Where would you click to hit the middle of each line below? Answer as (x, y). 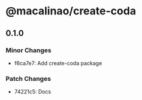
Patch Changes (28, 78)
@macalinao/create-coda (71, 11)
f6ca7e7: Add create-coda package (58, 63)
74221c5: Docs (33, 92)
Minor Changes (28, 50)
